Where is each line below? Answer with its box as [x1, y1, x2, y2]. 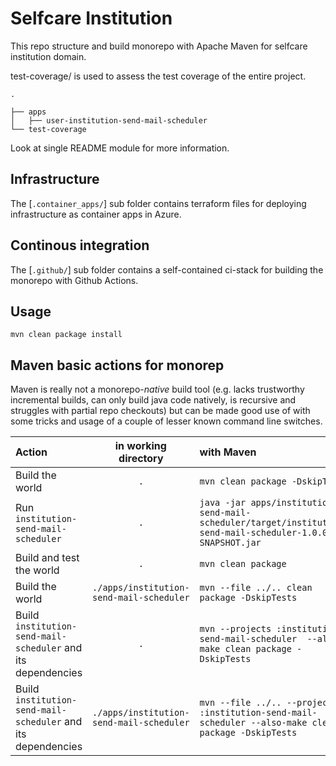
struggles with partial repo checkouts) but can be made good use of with [10, 405, 311, 417]
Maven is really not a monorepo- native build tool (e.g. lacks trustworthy [10, 383, 305, 396]
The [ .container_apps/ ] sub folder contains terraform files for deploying [10, 197, 307, 209]
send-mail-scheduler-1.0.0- [199, 527, 333, 539]
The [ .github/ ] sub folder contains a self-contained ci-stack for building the [10, 263, 324, 276]
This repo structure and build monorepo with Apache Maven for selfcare [10, 40, 308, 52]
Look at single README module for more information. [10, 142, 230, 154]
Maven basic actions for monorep [10, 357, 225, 374]
